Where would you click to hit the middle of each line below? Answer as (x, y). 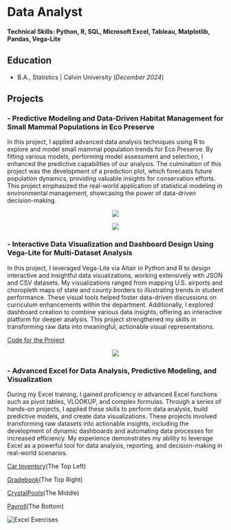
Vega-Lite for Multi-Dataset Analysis (70, 253)
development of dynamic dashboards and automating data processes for (110, 431)
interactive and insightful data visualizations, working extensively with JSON (115, 275)
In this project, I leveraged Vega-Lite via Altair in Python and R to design (109, 268)
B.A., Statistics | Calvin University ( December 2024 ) (90, 77)
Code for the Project (36, 340)
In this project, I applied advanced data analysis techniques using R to (106, 142)
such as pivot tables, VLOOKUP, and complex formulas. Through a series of (114, 401)
